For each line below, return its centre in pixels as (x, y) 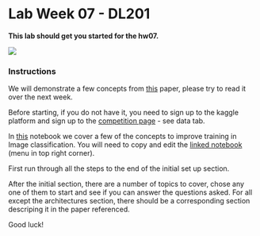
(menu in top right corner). (52, 153)
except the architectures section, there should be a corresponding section (129, 201)
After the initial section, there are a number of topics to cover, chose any (126, 184)
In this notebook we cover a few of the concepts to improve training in (122, 137)
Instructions (32, 71)
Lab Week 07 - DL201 (79, 14)
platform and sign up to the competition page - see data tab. (107, 121)
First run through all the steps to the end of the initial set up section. (119, 168)
